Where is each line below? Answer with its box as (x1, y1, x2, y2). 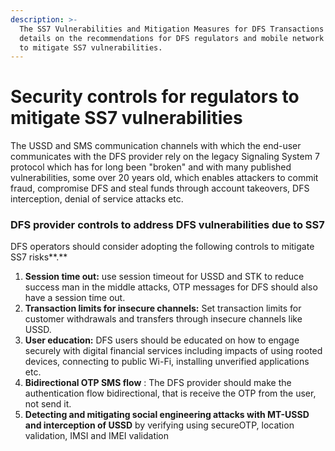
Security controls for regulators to (10, 86, 300, 108)
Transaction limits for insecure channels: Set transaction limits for (24, 302, 302, 315)
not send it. (24, 398, 72, 410)
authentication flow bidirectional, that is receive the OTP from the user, (24, 387, 317, 400)
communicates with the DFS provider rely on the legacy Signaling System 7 (10, 151, 320, 163)
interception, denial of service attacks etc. (10, 193, 184, 205)
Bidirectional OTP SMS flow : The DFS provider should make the (24, 377, 292, 389)
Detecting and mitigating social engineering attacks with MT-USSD (24, 409, 310, 421)
